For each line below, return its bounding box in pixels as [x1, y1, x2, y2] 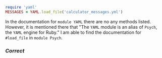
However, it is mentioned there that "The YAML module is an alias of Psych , [5, 24, 157, 30]
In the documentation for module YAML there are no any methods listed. [5, 18, 151, 25]
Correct [5, 47, 25, 54]
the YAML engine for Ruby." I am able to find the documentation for [5, 29, 142, 35]
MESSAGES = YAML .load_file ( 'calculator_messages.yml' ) [5, 9, 123, 15]
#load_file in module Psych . [5, 34, 63, 40]
